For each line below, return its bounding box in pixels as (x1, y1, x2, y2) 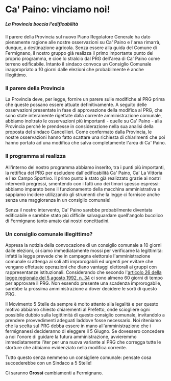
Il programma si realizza (5, 153, 66, 160)
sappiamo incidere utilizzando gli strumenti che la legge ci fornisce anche (5, 191, 160, 198)
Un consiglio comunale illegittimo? (5, 230, 93, 238)
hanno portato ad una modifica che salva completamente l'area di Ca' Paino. (5, 140, 166, 146)
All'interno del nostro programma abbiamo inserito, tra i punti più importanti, (5, 164, 165, 170)
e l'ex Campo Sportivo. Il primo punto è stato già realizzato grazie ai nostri (5, 175, 161, 181)
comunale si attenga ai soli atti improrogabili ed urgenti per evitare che (5, 259, 154, 265)
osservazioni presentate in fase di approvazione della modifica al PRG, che (5, 107, 163, 113)
